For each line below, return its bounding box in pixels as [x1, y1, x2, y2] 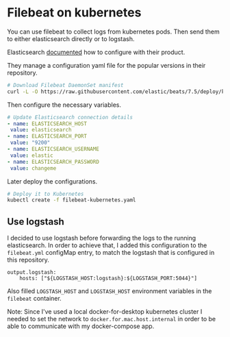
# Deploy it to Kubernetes [7, 190, 84, 197]
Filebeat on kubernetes [7, 5, 142, 21]
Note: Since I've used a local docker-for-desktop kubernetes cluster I [7, 308, 203, 316]
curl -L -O [7, 88, 38, 95]
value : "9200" [10, 139, 51, 147]
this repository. [7, 255, 50, 264]
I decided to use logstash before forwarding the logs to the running [7, 234, 196, 242]
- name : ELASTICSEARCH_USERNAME [7, 146, 99, 153]
